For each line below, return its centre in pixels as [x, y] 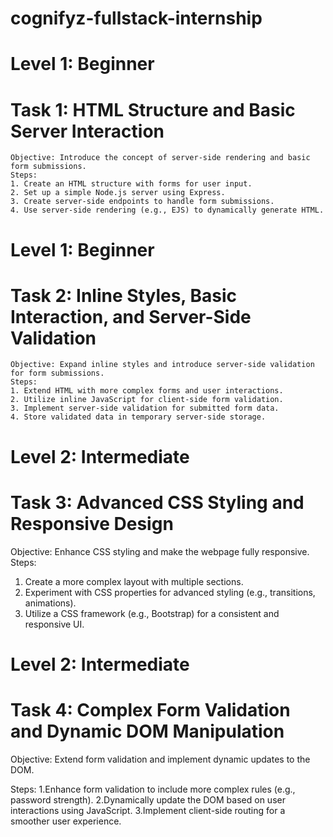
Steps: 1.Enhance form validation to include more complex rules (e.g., [153, 789]
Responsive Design [92, 523]
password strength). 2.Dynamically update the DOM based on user [148, 799]
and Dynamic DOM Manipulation [147, 731]
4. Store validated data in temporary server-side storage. [138, 417]
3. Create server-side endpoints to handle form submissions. [142, 202]
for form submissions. [57, 373]
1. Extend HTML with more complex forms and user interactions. [147, 391]
